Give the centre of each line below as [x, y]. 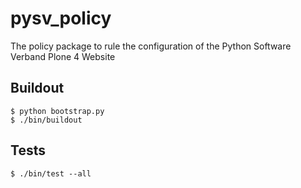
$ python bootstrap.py [57, 111]
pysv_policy [61, 18]
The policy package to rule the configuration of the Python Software [151, 46]
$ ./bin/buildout [46, 120]
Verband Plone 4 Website [63, 56]
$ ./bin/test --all [51, 173]
